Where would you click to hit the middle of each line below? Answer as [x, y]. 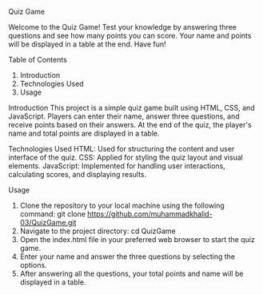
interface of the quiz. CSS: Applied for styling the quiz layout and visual [126, 157]
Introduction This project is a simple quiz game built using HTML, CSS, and [131, 108]
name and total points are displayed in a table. [84, 133]
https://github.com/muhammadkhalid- [150, 214]
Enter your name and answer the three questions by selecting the [128, 257]
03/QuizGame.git [48, 222]
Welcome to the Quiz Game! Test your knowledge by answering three [123, 27]
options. [33, 265]
